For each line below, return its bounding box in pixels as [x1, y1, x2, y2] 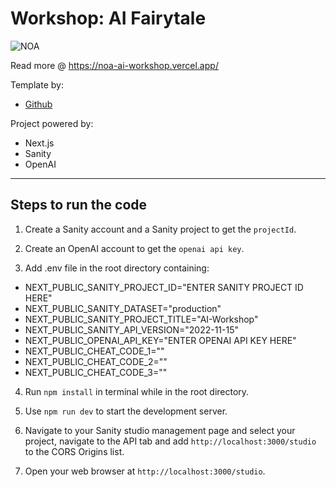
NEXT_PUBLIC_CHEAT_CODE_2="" [24, 355, 168, 367]
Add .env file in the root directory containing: [24, 262, 210, 274]
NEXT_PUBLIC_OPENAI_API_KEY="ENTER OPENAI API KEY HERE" [24, 334, 297, 346]
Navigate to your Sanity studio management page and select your [24, 424, 296, 436]
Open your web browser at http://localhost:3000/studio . [24, 465, 266, 477]
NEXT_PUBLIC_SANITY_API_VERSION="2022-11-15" [24, 323, 239, 336]
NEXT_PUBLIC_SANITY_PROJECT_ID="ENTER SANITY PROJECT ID [24, 281, 304, 293]
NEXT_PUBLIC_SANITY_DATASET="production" [24, 302, 222, 314]
